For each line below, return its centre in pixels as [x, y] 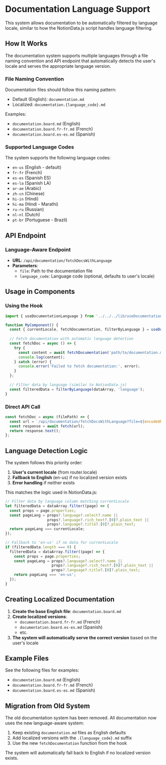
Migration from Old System [48, 706]
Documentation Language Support [78, 9]
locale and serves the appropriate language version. [58, 66]
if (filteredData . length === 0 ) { [41, 547]
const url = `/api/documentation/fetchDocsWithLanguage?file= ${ [77, 422]
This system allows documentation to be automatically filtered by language [81, 23]
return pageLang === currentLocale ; [47, 529]
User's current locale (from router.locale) [55, 472]
